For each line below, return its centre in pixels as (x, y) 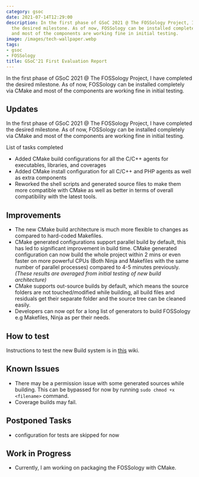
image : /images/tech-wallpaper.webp (51, 39)
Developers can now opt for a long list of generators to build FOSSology (102, 311)
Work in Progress (39, 453)
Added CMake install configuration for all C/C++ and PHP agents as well (103, 172)
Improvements (33, 215)
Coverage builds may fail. (46, 402)
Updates (22, 109)
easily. (23, 305)
